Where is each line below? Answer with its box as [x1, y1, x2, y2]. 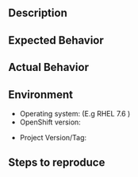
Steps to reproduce [8, 155, 105, 170]
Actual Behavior [8, 61, 90, 74]
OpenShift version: [19, 117, 81, 127]
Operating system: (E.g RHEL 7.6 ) [19, 108, 131, 118]
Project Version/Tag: [19, 132, 87, 142]
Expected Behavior [8, 33, 105, 47]
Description [8, 6, 67, 20]
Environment [8, 88, 74, 101]
